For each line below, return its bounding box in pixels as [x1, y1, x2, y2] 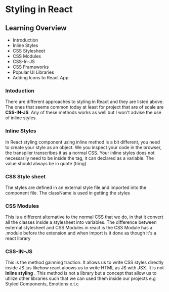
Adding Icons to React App [12, 75, 69, 80]
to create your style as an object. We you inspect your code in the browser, [5, 144, 162, 150]
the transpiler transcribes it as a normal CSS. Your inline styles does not [5, 150, 155, 156]
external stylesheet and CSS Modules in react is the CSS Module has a [5, 225, 153, 231]
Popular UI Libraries [12, 69, 54, 75]
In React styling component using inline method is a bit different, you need [5, 139, 160, 145]
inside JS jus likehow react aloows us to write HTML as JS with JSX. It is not [5, 265, 164, 271]
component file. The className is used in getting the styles [5, 189, 130, 196]
